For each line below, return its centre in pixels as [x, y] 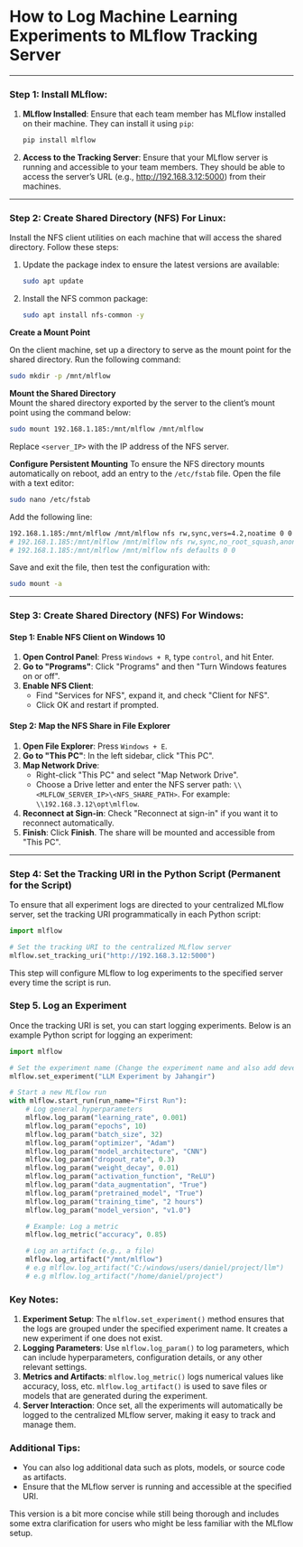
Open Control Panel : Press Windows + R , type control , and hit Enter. [148, 657]
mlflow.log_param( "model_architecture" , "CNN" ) [116, 1151]
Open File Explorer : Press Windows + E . [95, 746]
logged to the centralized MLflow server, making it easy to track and [149, 1415]
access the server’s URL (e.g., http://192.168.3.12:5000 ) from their [144, 177]
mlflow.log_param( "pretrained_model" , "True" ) [115, 1193]
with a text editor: [42, 483]
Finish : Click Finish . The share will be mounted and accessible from [148, 832]
